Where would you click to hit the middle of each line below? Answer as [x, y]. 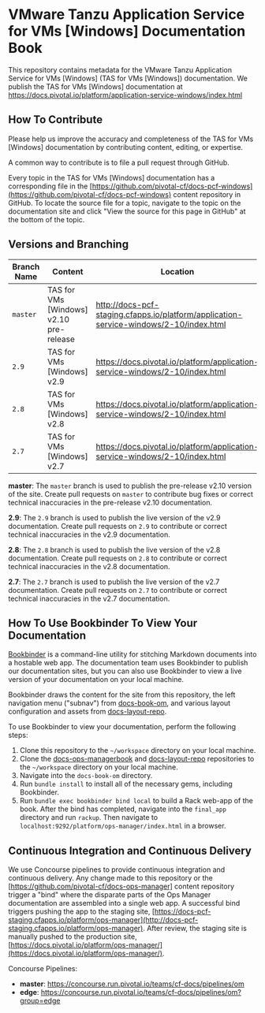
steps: [18, 736]
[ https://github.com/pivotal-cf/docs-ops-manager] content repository [121, 886]
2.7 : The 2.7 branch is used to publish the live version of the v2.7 [114, 582]
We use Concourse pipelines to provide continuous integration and [117, 870]
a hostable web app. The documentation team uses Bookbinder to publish [128, 663]
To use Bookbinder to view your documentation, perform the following [122, 727]
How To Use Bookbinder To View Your [103, 623]
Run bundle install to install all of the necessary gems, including [126, 784]
